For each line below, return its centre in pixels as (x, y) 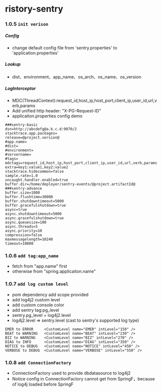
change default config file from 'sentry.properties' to (65, 48)
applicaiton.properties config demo (47, 116)
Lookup (13, 64)
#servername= (18, 155)
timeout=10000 (19, 244)
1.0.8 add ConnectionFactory (38, 362)
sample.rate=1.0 (21, 176)
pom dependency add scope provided (50, 295)
